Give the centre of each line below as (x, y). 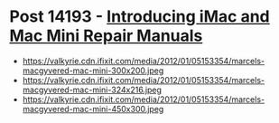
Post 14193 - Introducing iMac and (139, 17)
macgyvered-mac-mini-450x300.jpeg (93, 109)
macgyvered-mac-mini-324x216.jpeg (92, 90)
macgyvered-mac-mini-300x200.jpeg (93, 71)
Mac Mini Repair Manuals (106, 36)
